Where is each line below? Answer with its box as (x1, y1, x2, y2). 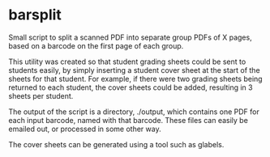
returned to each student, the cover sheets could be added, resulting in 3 (8, 83, 253, 92)
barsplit (8, 6, 62, 24)
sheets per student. (8, 91, 74, 100)
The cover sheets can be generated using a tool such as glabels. (8, 139, 225, 149)
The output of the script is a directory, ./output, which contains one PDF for (8, 107, 259, 117)
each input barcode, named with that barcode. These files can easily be (8, 115, 249, 125)
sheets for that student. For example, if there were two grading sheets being (8, 74, 263, 83)
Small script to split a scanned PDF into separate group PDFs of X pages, (8, 32, 253, 42)
